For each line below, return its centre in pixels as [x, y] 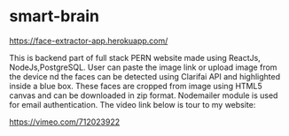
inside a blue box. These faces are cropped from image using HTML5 [136, 86]
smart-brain [55, 16]
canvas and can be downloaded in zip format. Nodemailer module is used [144, 95]
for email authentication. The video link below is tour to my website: [133, 104]
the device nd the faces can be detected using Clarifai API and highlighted [145, 76]
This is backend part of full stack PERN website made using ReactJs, [135, 57]
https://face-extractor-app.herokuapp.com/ [89, 41]
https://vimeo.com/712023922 [65, 122]
